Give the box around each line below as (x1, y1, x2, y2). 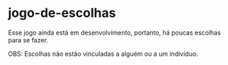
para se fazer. (8, 35, 49, 44)
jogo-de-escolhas (8, 5, 116, 21)
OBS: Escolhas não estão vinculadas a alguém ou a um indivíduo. (8, 49, 198, 58)
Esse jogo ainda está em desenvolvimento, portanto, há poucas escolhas (8, 28, 222, 37)
